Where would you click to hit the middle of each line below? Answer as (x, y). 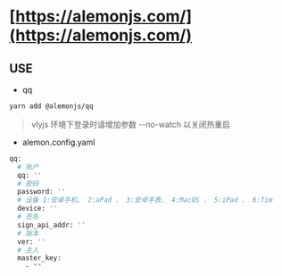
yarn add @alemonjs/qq (51, 106)
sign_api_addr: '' (52, 225)
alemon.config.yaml (58, 142)
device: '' (37, 209)
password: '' (41, 192)
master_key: (40, 258)
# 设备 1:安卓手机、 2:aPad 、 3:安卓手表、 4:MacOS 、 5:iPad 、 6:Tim (145, 200)
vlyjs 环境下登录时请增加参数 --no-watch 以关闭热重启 (130, 124)
